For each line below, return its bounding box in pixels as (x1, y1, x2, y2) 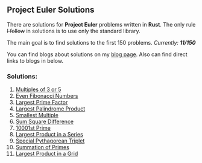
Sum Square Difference (15, 118, 74, 126)
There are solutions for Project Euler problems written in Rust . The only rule (7, 21, 196, 28)
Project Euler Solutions (7, 5, 95, 15)
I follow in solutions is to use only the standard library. (7, 27, 140, 34)
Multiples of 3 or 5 (15, 86, 62, 93)
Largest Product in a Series (15, 131, 83, 138)
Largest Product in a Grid (15, 150, 78, 158)
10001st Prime (15, 124, 51, 132)
